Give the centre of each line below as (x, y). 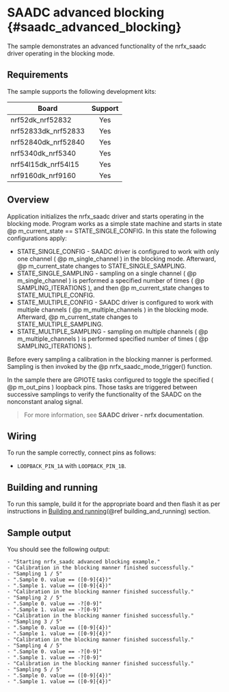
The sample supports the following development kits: (82, 91)
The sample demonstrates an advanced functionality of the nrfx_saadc (107, 46)
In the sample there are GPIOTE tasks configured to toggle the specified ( (110, 380)
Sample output (39, 533)
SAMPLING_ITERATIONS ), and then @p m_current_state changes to (113, 287)
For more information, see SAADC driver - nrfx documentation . (114, 415)
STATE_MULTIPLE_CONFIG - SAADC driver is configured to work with (115, 302)
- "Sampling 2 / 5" (35, 598)
